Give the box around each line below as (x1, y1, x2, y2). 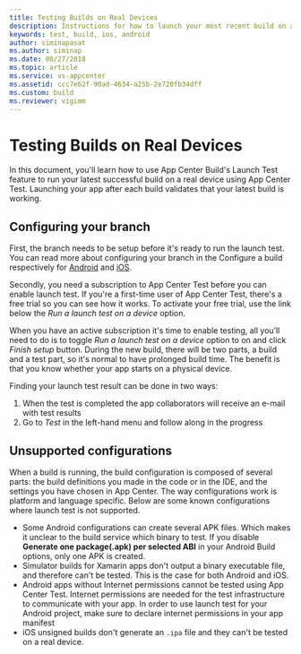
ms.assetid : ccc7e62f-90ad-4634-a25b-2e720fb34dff (9, 80, 202, 89)
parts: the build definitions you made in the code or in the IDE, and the (9, 476, 268, 486)
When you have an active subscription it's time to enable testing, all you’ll (9, 325, 280, 336)
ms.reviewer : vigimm (9, 96, 87, 106)
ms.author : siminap (9, 47, 82, 56)
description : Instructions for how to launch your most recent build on (9, 22, 287, 30)
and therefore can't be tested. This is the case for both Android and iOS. (21, 570, 289, 581)
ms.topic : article (9, 64, 78, 73)
